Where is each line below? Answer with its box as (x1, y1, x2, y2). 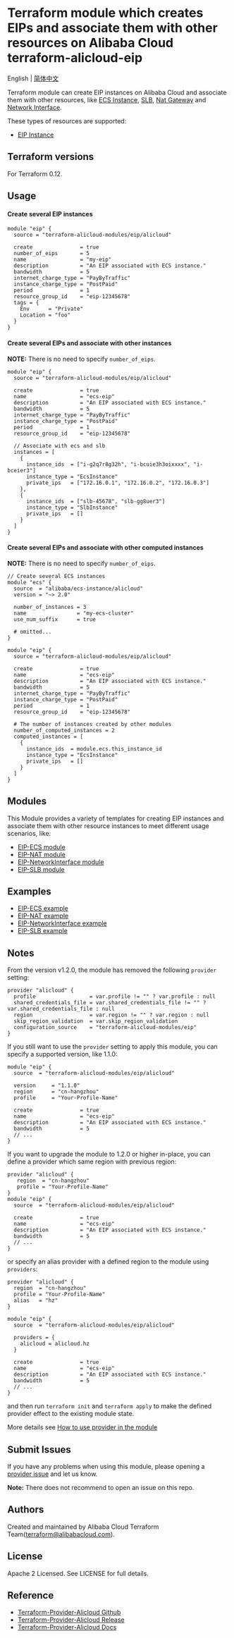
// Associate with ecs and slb (13, 442, 106, 449)
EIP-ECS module (17, 842, 66, 851)
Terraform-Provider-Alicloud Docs (17, 1623, 117, 1632)
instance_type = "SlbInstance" (25, 504, 118, 511)
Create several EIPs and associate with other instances (7, 338, 172, 347)
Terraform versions (7, 151, 94, 163)
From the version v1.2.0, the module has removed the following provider (7, 966, 217, 974)
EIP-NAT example (17, 911, 69, 920)
